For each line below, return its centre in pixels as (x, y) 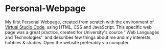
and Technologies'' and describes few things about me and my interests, (78, 37)
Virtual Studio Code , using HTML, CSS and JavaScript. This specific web (78, 27)
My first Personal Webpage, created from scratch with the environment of (80, 22)
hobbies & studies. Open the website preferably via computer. (67, 42)
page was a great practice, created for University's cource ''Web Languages (82, 32)
